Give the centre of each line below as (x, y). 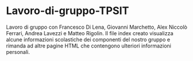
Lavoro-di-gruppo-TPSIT (68, 11)
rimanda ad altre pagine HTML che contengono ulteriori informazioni (89, 46)
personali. (18, 52)
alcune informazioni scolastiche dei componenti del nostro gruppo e (88, 39)
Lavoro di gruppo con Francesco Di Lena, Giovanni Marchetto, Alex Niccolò (97, 27)
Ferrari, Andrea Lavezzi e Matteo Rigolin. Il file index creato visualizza (90, 33)
